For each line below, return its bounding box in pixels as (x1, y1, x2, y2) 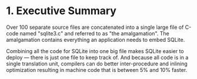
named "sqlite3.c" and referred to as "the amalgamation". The (19, 29, 169, 37)
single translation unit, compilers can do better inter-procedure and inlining (6, 60, 188, 67)
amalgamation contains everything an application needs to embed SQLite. (6, 36, 185, 43)
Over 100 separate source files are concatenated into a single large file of (6, 24, 184, 31)
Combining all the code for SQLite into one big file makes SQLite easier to (6, 47, 184, 54)
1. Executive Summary (6, 4, 116, 18)
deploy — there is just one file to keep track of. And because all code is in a (6, 54, 189, 61)
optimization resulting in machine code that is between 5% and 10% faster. (6, 66, 188, 73)
